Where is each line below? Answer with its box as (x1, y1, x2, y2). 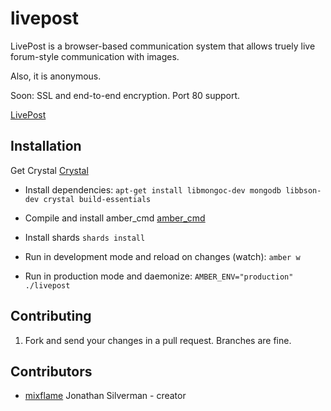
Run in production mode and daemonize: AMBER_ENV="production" (24, 270, 294, 282)
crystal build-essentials (43, 194, 152, 204)
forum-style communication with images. (10, 50, 180, 62)
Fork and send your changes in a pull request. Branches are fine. (24, 334, 292, 346)
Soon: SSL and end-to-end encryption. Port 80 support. (10, 89, 241, 101)
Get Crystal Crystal (10, 164, 89, 176)
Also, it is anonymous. (10, 70, 102, 82)
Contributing (10, 308, 92, 325)
